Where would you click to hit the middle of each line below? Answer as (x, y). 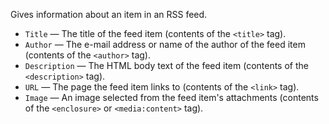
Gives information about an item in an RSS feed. (109, 14)
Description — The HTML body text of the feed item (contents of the (166, 65)
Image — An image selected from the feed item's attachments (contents (171, 97)
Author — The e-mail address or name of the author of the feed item (165, 44)
